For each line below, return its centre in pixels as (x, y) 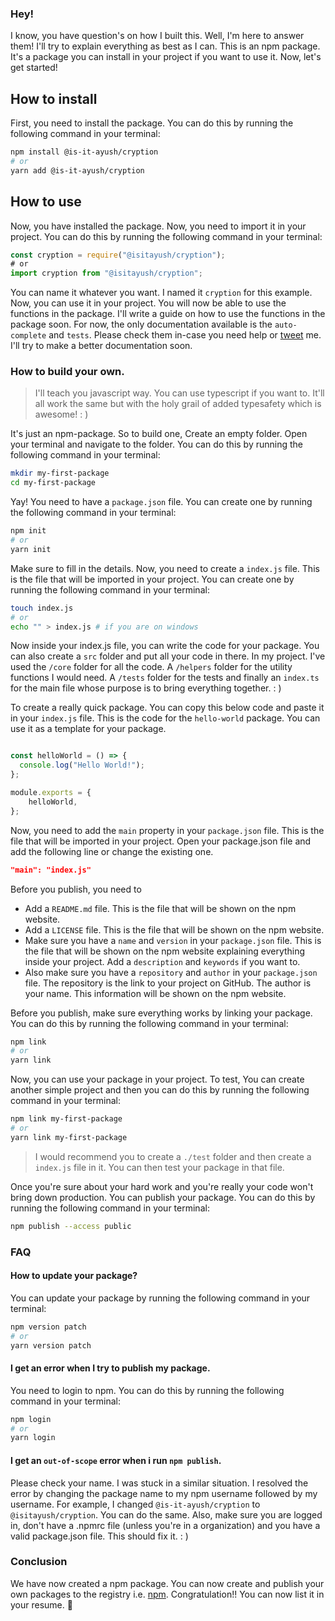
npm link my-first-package (66, 1119)
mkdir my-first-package (60, 473)
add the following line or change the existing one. (112, 851)
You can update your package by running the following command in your (160, 1298)
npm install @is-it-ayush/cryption (84, 152)
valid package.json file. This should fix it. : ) (99, 1536)
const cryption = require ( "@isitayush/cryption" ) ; (118, 255)
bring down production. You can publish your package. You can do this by (163, 1197)
